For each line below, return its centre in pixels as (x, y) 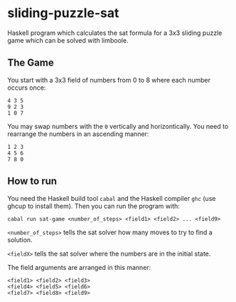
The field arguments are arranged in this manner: (79, 267)
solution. (20, 239)
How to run (32, 181)
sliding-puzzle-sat (63, 13)
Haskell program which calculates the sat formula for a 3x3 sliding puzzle (115, 33)
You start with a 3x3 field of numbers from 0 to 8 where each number (109, 80)
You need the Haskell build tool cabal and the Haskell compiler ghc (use (112, 198)
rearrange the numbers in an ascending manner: (78, 134)
